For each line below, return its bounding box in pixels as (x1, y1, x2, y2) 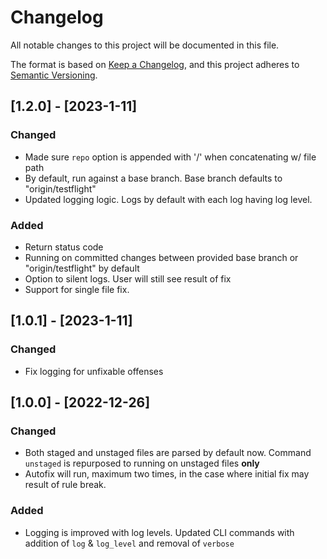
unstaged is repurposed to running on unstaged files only (24, 457, 260, 470)
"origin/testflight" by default (24, 262, 140, 274)
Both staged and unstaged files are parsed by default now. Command (24, 447, 312, 459)
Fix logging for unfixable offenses (24, 365, 164, 377)
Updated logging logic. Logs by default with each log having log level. (24, 193, 313, 205)
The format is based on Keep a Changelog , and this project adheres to (10, 58, 300, 70)
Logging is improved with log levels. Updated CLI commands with (24, 526, 295, 538)
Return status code (24, 241, 104, 253)
